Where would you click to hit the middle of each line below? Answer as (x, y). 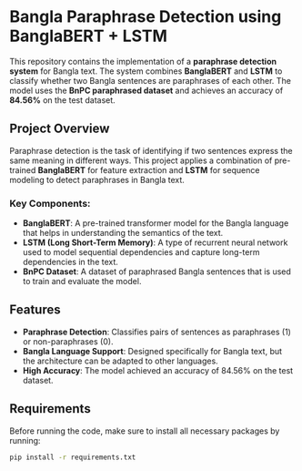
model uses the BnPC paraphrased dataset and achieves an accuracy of (146, 90)
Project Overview (60, 129)
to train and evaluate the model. (82, 282)
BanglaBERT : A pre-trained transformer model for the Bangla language (156, 223)
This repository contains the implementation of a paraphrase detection (143, 61)
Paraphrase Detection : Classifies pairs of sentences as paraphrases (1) (156, 332)
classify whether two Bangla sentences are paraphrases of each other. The (150, 80)
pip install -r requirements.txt (73, 457)
